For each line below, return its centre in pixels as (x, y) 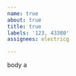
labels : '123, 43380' (38, 33)
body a (17, 65)
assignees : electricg (38, 39)
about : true (24, 20)
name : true (23, 13)
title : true (24, 26)
